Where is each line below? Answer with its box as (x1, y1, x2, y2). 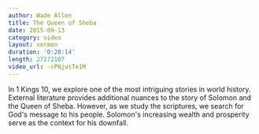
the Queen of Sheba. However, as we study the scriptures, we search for (8, 101, 244, 110)
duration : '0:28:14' (8, 48, 76, 56)
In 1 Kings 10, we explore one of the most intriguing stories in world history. (8, 84, 251, 94)
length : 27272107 (8, 56, 65, 64)
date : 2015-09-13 (8, 26, 65, 34)
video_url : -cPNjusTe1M (8, 63, 87, 71)
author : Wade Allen (8, 11, 72, 20)
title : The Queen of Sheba (8, 19, 97, 27)
